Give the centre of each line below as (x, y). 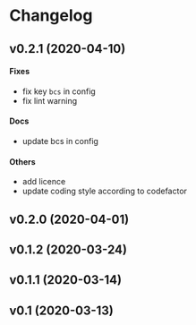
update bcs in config (60, 141)
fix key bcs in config (59, 91)
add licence (44, 182)
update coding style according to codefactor (105, 191)
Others (22, 161)
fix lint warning (50, 100)
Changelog (51, 16)
